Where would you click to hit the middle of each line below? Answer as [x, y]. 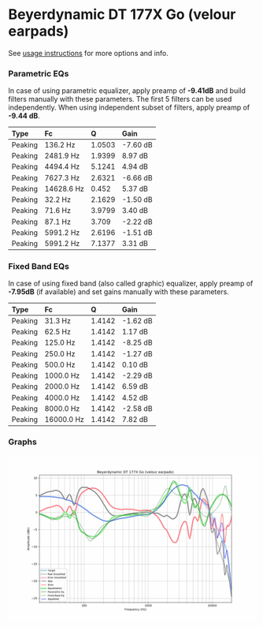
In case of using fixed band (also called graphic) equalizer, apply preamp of [131, 284]
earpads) [39, 31]
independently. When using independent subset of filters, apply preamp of [129, 107]
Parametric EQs [39, 73]
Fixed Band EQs [39, 266]
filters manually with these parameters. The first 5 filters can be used [120, 99]
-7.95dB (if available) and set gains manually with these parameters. [119, 292]
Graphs [22, 442]
